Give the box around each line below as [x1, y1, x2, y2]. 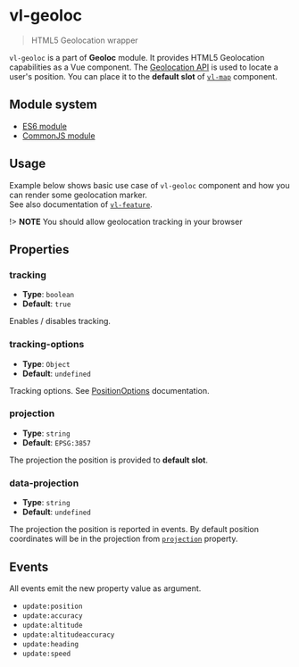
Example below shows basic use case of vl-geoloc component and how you [9, 179, 290, 190]
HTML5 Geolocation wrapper [30, 35, 138, 46]
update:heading [21, 639, 79, 648]
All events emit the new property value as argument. [9, 582, 202, 594]
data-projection [9, 477, 79, 489]
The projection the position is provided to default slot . [9, 454, 208, 465]
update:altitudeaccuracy [21, 630, 115, 639]
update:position [21, 602, 83, 611]
